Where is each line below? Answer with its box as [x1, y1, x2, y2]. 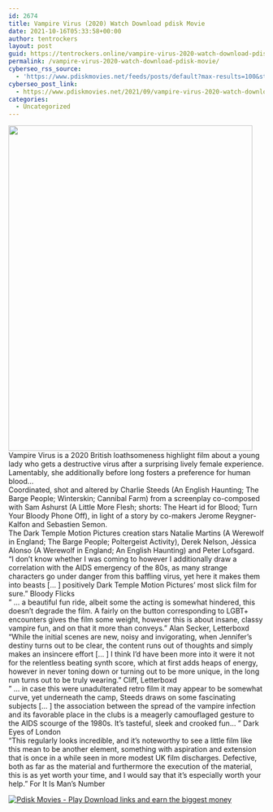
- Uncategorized [15, 103, 71, 111]
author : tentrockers [8, 34, 79, 43]
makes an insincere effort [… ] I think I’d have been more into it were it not [8, 649, 255, 659]
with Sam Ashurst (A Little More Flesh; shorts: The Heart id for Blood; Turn [8, 502, 258, 513]
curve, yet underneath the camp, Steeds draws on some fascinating [8, 692, 236, 702]
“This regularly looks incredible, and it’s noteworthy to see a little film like [8, 736, 253, 745]
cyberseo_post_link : [8, 80, 79, 88]
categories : [8, 95, 49, 103]
